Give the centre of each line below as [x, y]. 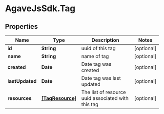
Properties [21, 27]
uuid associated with [105, 98]
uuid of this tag [99, 48]
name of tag [95, 56]
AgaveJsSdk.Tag [40, 9]
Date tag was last [101, 78]
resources [20, 98]
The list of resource [103, 92]
